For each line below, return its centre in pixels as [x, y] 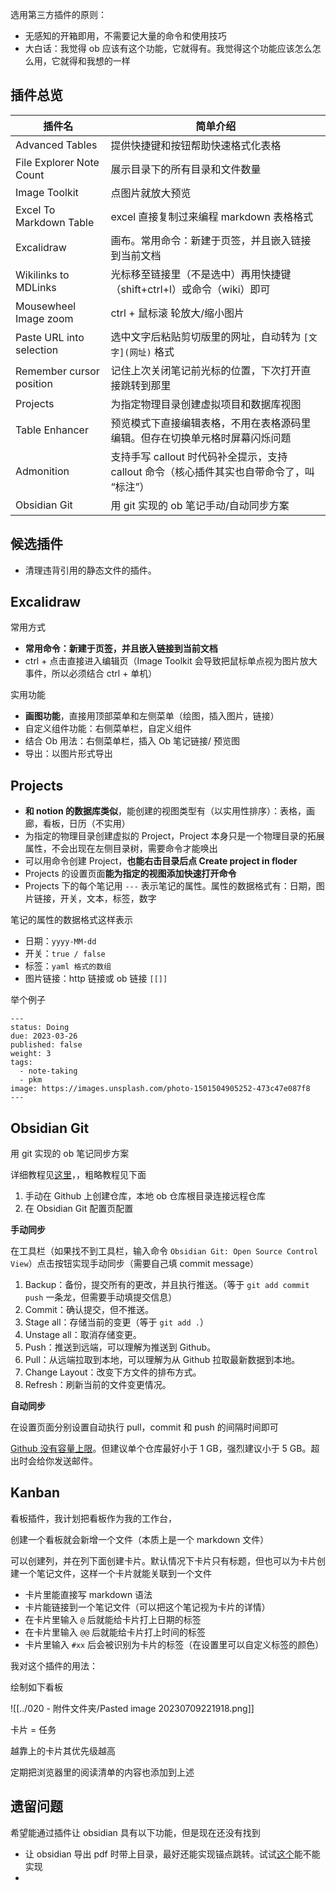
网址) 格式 [152, 351]
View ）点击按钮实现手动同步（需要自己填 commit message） [135, 1264]
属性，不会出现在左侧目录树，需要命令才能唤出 [121, 849]
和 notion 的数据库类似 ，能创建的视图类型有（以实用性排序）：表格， [165, 811]
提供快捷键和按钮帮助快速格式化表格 [196, 145]
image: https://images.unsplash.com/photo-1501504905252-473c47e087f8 [160, 1089]
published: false [46, 1045]
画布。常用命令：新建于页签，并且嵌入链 [206, 240]
